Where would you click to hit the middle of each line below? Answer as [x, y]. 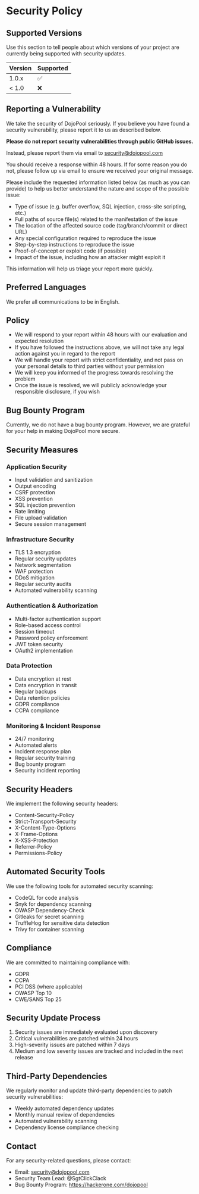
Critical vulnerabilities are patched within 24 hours [76, 1039]
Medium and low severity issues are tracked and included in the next [99, 1051]
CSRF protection [35, 492]
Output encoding [35, 486]
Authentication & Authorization [52, 606]
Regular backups [35, 691]
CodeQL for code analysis [47, 897]
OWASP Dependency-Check [50, 910]
